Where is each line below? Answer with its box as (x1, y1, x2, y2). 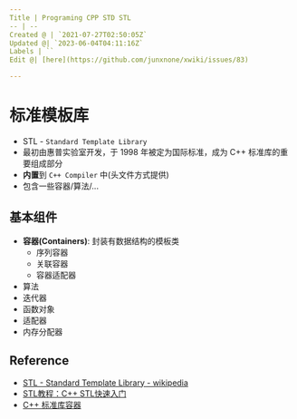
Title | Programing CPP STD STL (9, 13, 131, 23)
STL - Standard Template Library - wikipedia (22, 377, 188, 388)
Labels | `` (9, 47, 54, 56)
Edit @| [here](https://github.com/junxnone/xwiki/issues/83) (9, 55, 249, 64)
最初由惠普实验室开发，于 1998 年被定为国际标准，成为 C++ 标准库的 (22, 146, 281, 157)
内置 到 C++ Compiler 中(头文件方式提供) (22, 169, 169, 180)
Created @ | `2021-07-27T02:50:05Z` (9, 30, 148, 39)
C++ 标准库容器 (22, 399, 81, 410)
